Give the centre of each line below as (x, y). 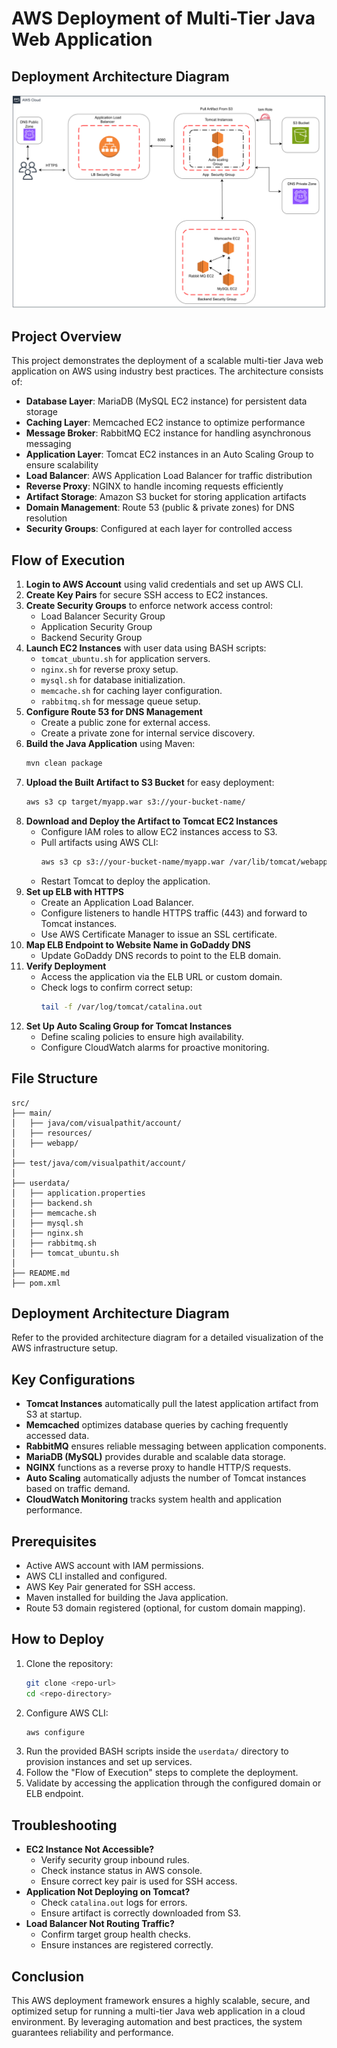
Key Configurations (73, 1379)
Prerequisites (54, 1541)
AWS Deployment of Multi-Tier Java (163, 18)
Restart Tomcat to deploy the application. (125, 881)
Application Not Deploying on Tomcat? (108, 1892)
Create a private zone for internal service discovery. (148, 733)
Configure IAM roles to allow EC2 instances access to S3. (159, 831)
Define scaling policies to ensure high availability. (142, 1036)
